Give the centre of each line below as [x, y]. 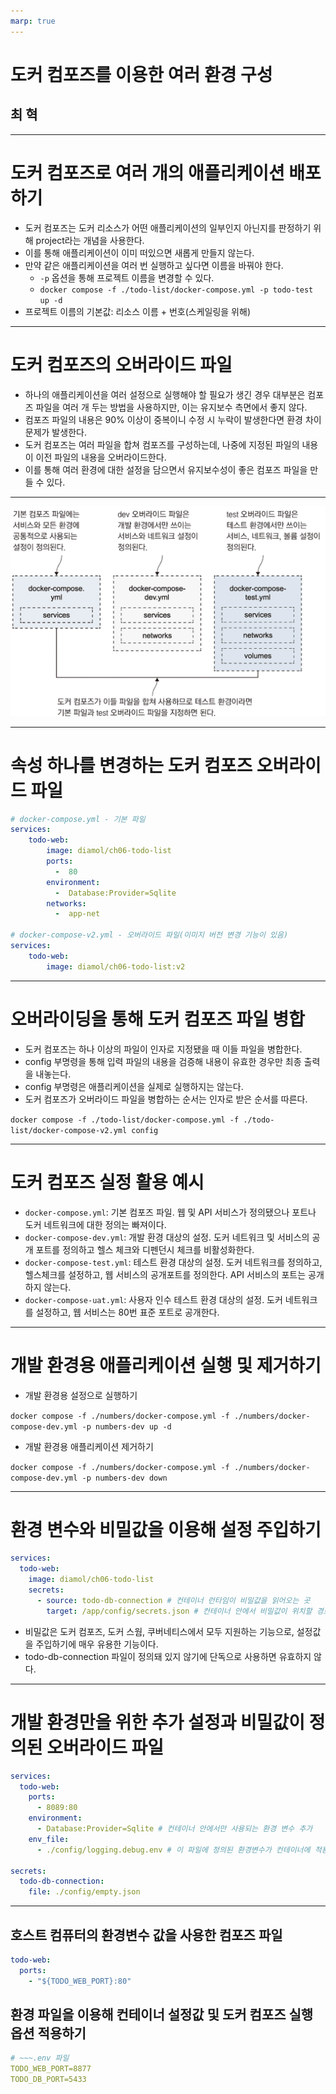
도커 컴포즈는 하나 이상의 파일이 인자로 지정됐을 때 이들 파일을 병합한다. [163, 1049]
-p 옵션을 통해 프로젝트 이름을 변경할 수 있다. [127, 277]
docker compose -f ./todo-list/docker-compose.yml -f [125, 1120]
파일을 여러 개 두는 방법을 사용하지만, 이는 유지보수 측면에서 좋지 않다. [171, 407]
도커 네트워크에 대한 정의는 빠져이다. [95, 1224]
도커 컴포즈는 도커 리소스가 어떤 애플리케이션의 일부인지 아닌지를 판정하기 [168, 227]
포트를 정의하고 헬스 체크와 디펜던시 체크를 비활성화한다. [145, 1249]
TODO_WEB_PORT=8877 [51, 2069]
